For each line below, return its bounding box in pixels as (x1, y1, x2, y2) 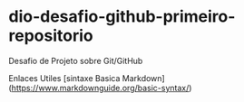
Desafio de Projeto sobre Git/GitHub (8, 55, 143, 66)
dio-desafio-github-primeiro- (8, 6, 236, 27)
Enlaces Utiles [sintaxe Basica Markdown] (8, 72, 165, 83)
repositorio (8, 25, 93, 46)
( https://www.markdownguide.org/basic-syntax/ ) (8, 82, 192, 93)
